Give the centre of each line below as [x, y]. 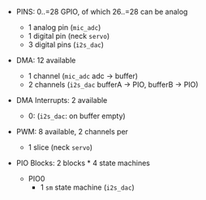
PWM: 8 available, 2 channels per [72, 132]
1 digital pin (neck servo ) [69, 36]
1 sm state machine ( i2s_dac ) [88, 187]
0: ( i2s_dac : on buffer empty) [77, 116]
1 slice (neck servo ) [60, 147]
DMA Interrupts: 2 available [62, 100]
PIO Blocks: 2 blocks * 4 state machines [83, 163]
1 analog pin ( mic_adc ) [64, 27]
